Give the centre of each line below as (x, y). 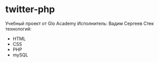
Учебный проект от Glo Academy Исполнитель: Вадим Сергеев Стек (80, 23)
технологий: (18, 28)
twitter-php (30, 9)
